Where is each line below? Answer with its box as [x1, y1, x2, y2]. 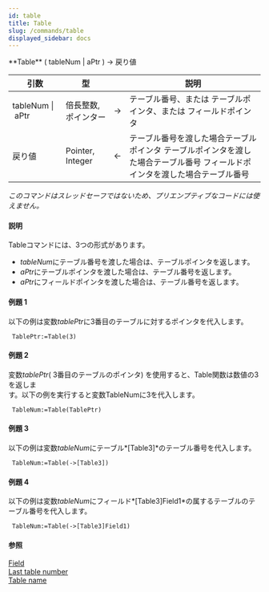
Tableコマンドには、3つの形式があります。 [8, 240, 150, 249]
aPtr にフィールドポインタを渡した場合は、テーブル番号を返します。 [19, 278, 243, 287]
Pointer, [65, 145, 95, 156]
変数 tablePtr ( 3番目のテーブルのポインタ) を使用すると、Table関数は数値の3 [8, 370, 259, 379]
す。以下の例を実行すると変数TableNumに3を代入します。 [8, 390, 199, 399]
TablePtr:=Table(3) [11, 332, 78, 341]
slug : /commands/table [8, 26, 84, 34]
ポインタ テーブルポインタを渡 [129, 145, 244, 156]
